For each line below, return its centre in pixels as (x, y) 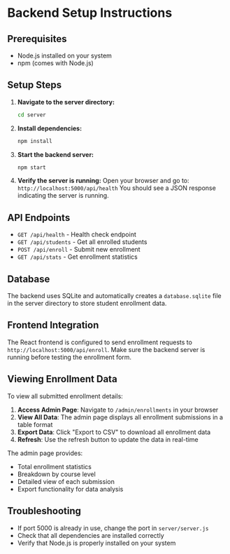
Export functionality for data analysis (70, 489)
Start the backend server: (56, 154)
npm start (32, 167)
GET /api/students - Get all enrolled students (82, 242)
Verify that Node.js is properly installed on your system (96, 543)
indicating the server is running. (63, 196)
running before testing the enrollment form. (69, 357)
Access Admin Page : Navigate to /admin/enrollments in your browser (118, 410)
